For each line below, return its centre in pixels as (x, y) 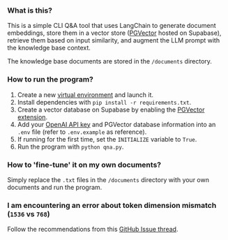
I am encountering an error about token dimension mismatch (112, 205)
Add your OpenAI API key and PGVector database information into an (116, 124)
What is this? (30, 10)
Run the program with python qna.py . (70, 147)
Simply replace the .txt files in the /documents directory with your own (108, 179)
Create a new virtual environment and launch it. (85, 95)
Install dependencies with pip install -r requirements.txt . (104, 102)
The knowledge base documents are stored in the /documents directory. (110, 61)
